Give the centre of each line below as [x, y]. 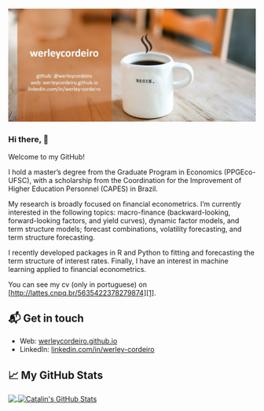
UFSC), [20, 180]
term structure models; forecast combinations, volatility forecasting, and [125, 229]
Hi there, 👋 [29, 140]
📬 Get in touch [46, 319]
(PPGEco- [240, 172]
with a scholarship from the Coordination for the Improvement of [137, 180]
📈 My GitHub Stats [56, 375]
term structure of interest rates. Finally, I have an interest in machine [119, 261]
